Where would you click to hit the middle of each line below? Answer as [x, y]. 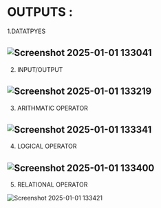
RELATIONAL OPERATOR [52, 185]
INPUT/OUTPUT [40, 69]
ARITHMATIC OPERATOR [52, 108]
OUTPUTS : [40, 12]
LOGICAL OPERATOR [47, 146]
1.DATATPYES [26, 31]
